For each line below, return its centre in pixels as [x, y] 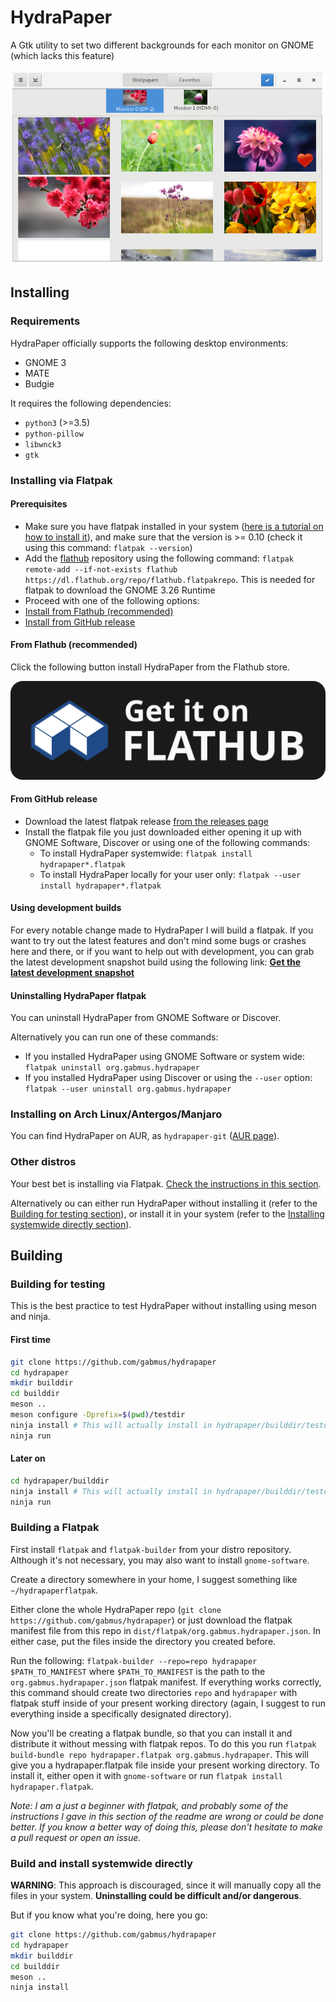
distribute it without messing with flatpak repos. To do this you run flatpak [163, 1743]
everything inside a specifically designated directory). [121, 1713]
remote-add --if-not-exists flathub [101, 569]
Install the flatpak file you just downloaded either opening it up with [163, 832]
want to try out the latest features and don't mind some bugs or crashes [158, 940]
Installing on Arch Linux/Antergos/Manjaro [116, 1114]
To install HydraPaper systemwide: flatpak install [146, 853]
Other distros [43, 1162]
